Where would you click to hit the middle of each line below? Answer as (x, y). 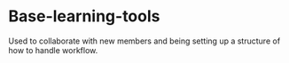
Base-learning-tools (84, 16)
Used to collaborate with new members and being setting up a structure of (144, 41)
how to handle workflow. (53, 50)
